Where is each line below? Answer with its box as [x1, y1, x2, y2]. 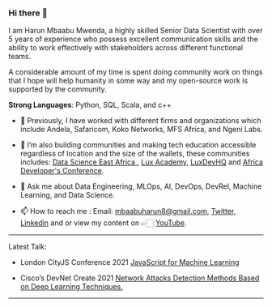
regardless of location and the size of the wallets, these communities [19, 149, 250, 159]
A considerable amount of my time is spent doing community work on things [8, 67, 263, 77]
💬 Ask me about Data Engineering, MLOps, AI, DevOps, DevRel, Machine [19, 181, 262, 191]
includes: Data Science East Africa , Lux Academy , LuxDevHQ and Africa [19, 157, 263, 167]
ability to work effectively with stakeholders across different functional [8, 43, 244, 53]
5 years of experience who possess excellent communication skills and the [8, 34, 259, 44]
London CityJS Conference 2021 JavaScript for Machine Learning [19, 258, 240, 267]
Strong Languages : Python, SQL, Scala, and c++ [8, 100, 172, 110]
